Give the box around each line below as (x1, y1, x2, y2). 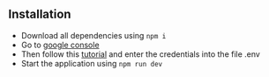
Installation (8, 7, 71, 22)
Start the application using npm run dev (20, 58, 163, 68)
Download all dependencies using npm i (20, 30, 167, 40)
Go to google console (20, 39, 100, 50)
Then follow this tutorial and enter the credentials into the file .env (20, 48, 261, 59)
